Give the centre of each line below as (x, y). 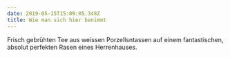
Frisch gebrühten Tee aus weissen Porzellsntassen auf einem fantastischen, (115, 39)
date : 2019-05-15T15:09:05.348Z (54, 13)
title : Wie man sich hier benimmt (57, 20)
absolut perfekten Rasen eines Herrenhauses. (72, 47)
